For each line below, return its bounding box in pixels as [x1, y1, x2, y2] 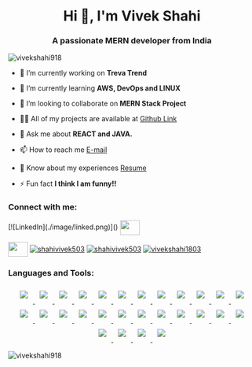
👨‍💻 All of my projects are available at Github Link [19, 114, 177, 124]
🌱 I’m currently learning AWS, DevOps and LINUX [19, 83, 181, 93]
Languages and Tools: [8, 267, 94, 278]
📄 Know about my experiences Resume [19, 163, 147, 172]
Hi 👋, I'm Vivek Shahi [63, 7, 201, 25]
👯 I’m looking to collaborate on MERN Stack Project [19, 98, 187, 109]
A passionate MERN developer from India [52, 35, 212, 46]
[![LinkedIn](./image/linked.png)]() [8, 222, 119, 232]
